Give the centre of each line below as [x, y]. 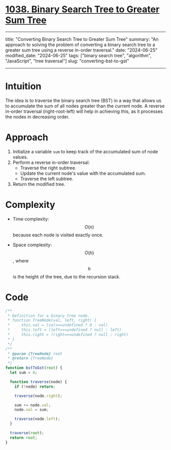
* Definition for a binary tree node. [49, 316]
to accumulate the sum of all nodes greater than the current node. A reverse [85, 106]
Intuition [23, 87]
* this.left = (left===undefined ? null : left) [65, 330]
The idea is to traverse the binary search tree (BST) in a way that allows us [83, 100]
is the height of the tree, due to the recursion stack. [66, 276]
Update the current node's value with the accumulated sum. [83, 173]
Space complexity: [32, 245]
